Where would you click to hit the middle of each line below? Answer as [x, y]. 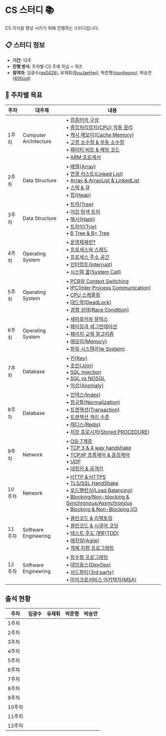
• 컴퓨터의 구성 [83, 120]
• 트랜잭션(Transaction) [93, 409]
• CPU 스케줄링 [83, 295]
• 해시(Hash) [81, 219]
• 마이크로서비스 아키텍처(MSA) [101, 580]
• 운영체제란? [81, 242]
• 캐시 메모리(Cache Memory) [100, 134]
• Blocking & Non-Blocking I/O [102, 509]
